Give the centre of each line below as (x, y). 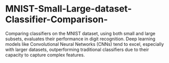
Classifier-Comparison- (57, 19)
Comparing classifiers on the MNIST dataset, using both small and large (80, 33)
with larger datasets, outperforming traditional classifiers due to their (77, 49)
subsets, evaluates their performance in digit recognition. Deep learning (80, 39)
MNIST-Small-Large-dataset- (69, 9)
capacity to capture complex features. (45, 55)
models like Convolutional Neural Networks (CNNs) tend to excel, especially (84, 44)
